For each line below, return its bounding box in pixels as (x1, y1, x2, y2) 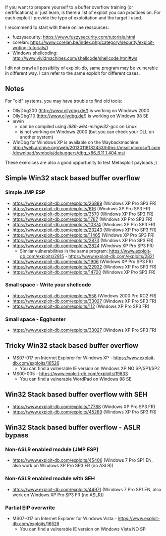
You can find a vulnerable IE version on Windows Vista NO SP (19, 526, 146, 532)
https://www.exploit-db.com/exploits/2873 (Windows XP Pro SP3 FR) (12, 237, 154, 243)
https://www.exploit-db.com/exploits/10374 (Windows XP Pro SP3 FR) (12, 221, 156, 227)
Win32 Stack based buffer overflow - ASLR (5, 423, 141, 432)
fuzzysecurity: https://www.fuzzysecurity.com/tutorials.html (12, 34, 135, 40)
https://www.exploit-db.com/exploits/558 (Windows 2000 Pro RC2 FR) (12, 292, 157, 298)
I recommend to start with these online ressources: (5, 24, 109, 30)
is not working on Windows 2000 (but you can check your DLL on (19, 129, 154, 134)
